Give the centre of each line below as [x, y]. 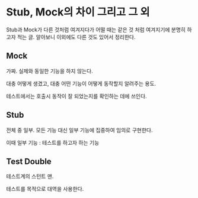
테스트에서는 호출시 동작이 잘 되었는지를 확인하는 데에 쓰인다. [76, 96]
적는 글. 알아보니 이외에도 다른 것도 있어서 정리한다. [76, 37]
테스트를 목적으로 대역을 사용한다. [45, 189]
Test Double [29, 161]
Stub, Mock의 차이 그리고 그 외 [78, 12]
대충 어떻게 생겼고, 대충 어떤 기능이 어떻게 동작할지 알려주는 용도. [81, 83]
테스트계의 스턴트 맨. [30, 176]
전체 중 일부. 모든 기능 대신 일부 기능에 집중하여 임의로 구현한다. [79, 130]
